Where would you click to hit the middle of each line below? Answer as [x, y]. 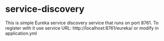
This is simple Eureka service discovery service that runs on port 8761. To [82, 23]
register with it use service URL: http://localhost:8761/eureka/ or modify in [82, 28]
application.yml [21, 33]
